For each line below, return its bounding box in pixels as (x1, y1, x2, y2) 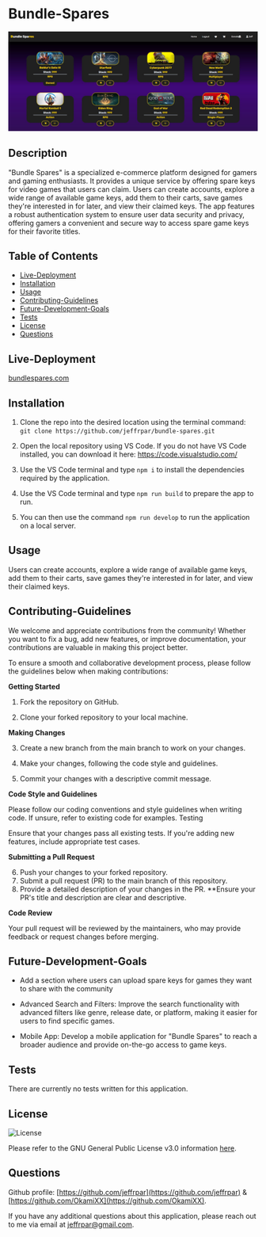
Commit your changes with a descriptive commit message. (19, 773, 212, 783)
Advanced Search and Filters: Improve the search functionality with (19, 999, 240, 1009)
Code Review (8, 908, 53, 918)
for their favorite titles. (8, 227, 81, 236)
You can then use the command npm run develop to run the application (19, 513, 250, 521)
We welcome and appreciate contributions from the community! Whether (8, 625, 247, 635)
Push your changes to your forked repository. (19, 867, 169, 876)
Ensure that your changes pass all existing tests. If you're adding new (8, 828, 235, 838)
